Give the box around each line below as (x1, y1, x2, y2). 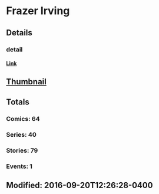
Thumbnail (6, 77, 47, 87)
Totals (6, 97, 29, 107)
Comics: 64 (6, 114, 40, 123)
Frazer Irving (6, 4, 70, 18)
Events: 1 (6, 162, 32, 170)
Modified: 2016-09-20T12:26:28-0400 (6, 180, 153, 190)
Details (6, 28, 32, 38)
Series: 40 (6, 130, 37, 139)
